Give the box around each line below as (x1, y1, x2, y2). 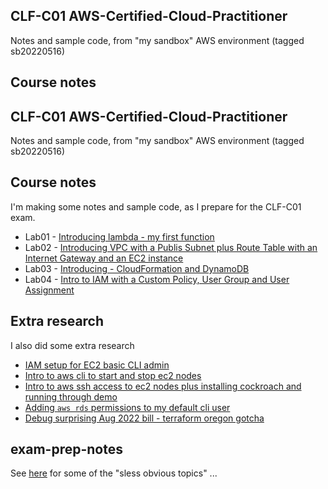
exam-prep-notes (10, 441, 123, 458)
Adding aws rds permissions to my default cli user (24, 401, 231, 413)
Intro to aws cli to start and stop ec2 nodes (24, 369, 202, 381)
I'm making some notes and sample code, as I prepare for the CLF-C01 (10, 200, 302, 213)
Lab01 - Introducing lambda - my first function (24, 230, 215, 243)
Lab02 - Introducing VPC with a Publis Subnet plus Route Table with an (24, 241, 318, 253)
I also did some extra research (10, 339, 135, 351)
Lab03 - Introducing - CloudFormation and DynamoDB (24, 262, 250, 274)
